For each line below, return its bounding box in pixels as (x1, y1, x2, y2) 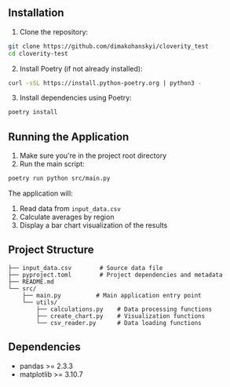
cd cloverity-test (8, 49, 68, 57)
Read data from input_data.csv (19, 204, 122, 213)
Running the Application (8, 130, 130, 144)
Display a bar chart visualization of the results (19, 221, 168, 230)
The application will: (8, 188, 73, 198)
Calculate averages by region (19, 212, 115, 221)
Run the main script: (19, 159, 85, 169)
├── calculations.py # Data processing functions (36, 305, 213, 313)
